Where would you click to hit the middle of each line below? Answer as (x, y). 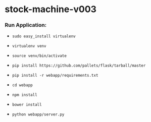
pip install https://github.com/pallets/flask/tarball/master (79, 66)
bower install (27, 105)
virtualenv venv (29, 46)
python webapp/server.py (38, 114)
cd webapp (22, 85)
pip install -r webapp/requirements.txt (55, 76)
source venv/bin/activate (39, 56)
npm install (24, 95)
